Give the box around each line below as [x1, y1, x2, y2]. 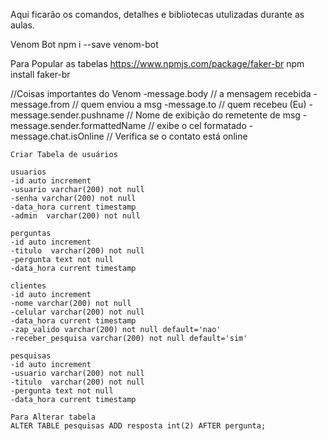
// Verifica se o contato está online [106, 130, 248, 142]
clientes [10, 281, 47, 291]
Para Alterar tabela [10, 412, 97, 422]
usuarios [10, 167, 47, 177]
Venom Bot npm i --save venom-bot [10, 39, 159, 50]
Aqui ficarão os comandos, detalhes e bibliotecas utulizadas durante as [10, 9, 305, 20]
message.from [10, 99, 70, 110]
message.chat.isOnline [10, 130, 105, 142]
